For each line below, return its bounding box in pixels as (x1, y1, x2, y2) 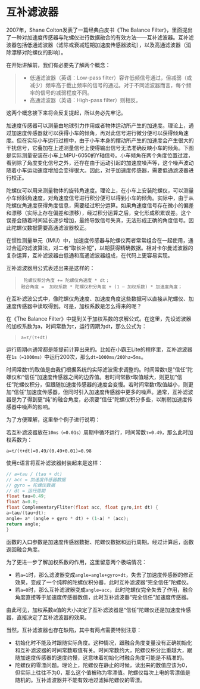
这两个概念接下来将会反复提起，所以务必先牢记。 (6, 109, 126, 116)
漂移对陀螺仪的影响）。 (11, 48, 67, 56)
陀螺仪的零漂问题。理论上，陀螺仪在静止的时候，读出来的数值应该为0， (14, 661, 190, 669)
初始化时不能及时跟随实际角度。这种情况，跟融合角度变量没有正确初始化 (14, 639, 192, 646)
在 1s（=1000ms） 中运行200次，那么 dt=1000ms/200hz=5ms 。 (6, 353, 147, 360)
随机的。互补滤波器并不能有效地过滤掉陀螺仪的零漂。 (14, 676, 146, 684)
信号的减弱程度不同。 (40, 89, 93, 96)
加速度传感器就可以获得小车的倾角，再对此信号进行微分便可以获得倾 (11, 129, 179, 136)
